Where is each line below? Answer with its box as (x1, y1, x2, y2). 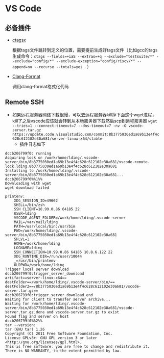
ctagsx (12, 37, 26, 43)
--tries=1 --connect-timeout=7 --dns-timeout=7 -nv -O (12, 123, 127, 128)
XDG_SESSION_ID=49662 (14, 198, 58, 203)
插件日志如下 (19, 141, 46, 147)
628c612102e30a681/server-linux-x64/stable (12, 136, 103, 141)
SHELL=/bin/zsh (14, 202, 45, 207)
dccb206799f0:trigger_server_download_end (5, 292, 93, 297)
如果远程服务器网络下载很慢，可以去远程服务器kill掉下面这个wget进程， (12, 111, 157, 118)
